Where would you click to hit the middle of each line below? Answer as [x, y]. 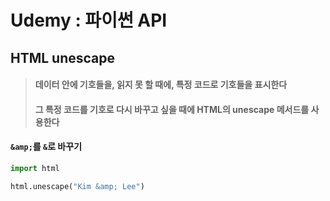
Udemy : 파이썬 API [89, 20]
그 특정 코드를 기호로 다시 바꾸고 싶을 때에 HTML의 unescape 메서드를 [172, 109]
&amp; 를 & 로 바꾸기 [46, 147]
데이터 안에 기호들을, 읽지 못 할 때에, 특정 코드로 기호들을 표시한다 [161, 85]
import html [35, 168]
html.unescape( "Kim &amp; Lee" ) [77, 186]
